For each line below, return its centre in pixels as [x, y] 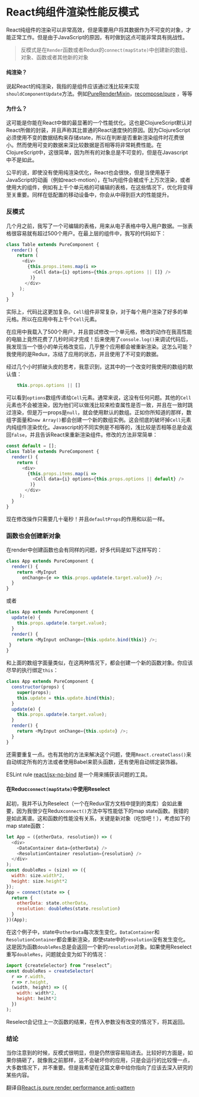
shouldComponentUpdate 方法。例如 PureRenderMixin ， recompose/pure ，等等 [99, 94]
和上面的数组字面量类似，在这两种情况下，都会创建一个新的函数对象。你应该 [99, 663]
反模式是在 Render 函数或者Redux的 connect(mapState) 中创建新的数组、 [105, 50]
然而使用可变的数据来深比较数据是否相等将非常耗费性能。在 [89, 145]
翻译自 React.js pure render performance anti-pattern [70, 1087]
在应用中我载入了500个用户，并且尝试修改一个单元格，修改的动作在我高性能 [99, 332]
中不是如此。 [22, 160]
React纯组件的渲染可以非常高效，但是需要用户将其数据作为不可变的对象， [96, 30]
